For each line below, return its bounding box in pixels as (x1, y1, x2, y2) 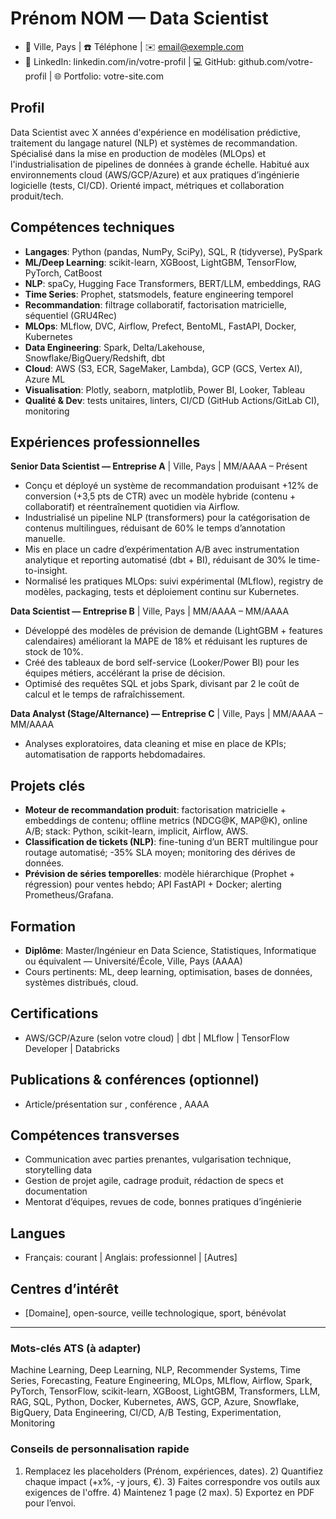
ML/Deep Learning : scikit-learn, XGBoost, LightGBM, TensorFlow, (24, 256, 297, 268)
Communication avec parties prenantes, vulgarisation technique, (24, 1153, 292, 1166)
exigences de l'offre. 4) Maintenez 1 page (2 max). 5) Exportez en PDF (24, 1486, 315, 1498)
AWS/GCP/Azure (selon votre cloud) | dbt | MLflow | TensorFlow (24, 1032, 290, 1044)
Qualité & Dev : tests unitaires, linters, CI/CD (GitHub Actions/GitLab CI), (24, 394, 320, 406)
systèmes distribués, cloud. (24, 977, 139, 988)
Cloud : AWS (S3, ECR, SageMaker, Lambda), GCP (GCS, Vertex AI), (24, 362, 303, 374)
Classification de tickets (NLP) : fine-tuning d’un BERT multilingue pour (24, 836, 319, 848)
